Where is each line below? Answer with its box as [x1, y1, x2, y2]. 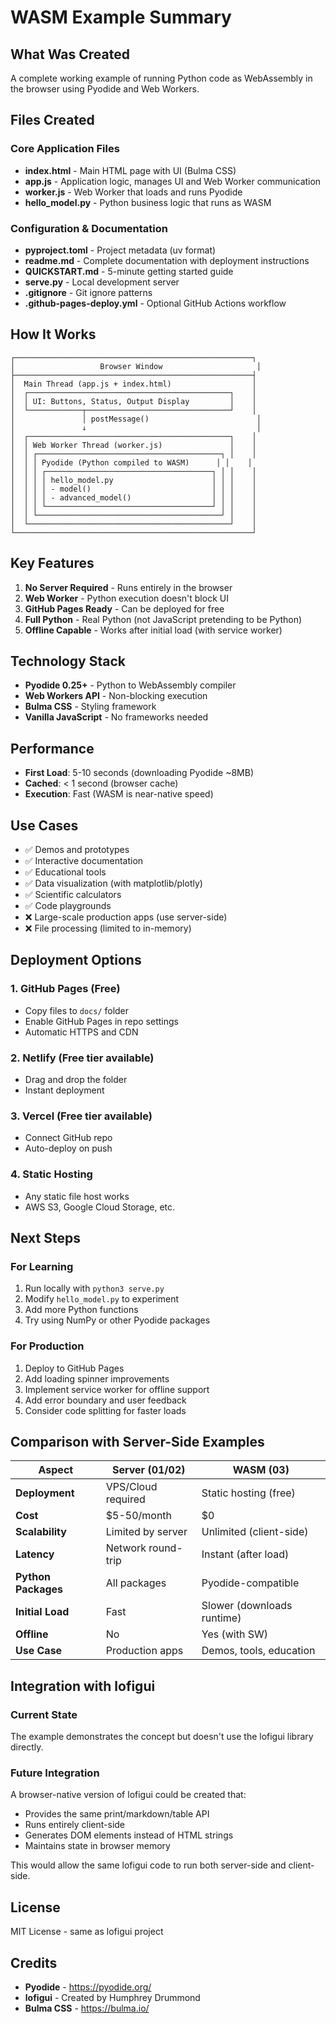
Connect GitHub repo [24, 1132, 113, 1144]
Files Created [10, 112, 95, 129]
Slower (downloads [201, 1599, 293, 1613]
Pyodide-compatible [201, 1576, 300, 1590]
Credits [10, 1954, 58, 1971]
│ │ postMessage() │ [10, 414, 262, 424]
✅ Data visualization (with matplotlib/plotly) [24, 877, 203, 890]
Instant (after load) [201, 1547, 290, 1561]
